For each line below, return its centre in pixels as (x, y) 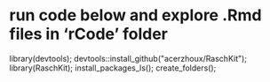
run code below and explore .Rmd (135, 15)
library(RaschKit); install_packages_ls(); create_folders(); (113, 68)
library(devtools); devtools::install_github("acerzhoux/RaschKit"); (128, 58)
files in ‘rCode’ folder (89, 34)
